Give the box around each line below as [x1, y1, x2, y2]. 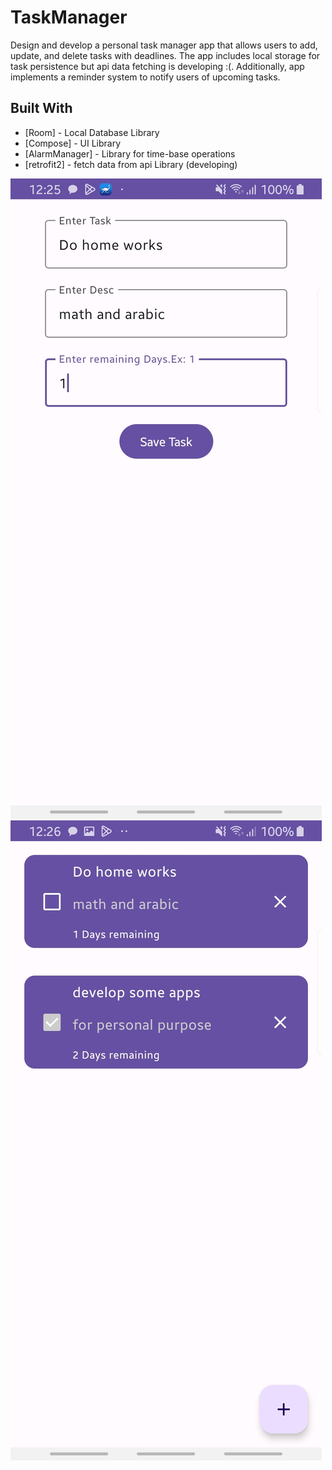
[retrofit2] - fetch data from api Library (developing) [24, 158, 238, 170]
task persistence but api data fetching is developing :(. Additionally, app [10, 60, 305, 72]
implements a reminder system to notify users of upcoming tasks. [10, 71, 281, 83]
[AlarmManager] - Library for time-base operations [24, 147, 236, 160]
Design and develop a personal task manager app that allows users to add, [10, 39, 318, 51]
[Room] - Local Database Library [24, 126, 160, 138]
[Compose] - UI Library [24, 137, 122, 149]
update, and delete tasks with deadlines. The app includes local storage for [10, 49, 321, 61]
